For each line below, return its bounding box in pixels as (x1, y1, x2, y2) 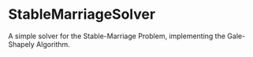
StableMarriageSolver (8, 5, 156, 23)
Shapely (8, 39, 35, 48)
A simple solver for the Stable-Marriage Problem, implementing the (8, 31, 226, 41)
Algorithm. (36, 39, 71, 48)
